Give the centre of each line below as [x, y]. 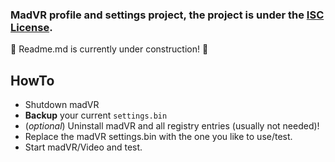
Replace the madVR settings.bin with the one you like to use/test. [158, 137]
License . [31, 27]
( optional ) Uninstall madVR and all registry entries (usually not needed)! [172, 126]
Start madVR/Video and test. [83, 147]
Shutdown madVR [62, 105]
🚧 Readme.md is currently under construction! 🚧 [109, 49]
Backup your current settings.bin [96, 115]
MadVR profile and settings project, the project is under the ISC [167, 15]
